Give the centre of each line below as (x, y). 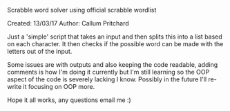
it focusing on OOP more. (59, 87)
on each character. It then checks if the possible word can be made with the (115, 44)
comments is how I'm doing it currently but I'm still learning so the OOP (108, 72)
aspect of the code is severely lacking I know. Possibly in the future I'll (107, 79)
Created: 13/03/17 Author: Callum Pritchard (68, 23)
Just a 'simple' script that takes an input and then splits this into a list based (115, 37)
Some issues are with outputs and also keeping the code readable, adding (113, 64)
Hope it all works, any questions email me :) (69, 100)
